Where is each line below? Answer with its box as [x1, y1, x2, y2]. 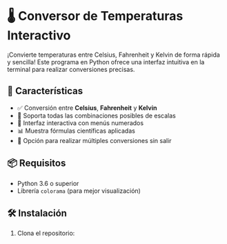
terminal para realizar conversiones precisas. [7, 65, 135, 73]
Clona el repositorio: [17, 229, 75, 238]
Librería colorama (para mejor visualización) [17, 187, 141, 195]
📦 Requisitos [7, 158, 66, 169]
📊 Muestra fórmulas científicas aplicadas [17, 126, 136, 135]
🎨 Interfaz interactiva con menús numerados [17, 118, 144, 127]
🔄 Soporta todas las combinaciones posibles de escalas [17, 111, 176, 120]
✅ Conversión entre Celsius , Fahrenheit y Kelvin [17, 104, 157, 112]
